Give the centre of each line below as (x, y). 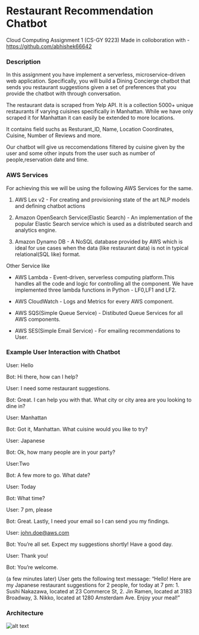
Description (23, 62)
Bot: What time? (26, 498)
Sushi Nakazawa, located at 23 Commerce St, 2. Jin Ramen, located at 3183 (99, 591)
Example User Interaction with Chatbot (63, 352)
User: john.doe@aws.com (38, 532)
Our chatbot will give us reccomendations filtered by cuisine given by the (96, 147)
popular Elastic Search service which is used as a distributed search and (104, 223)
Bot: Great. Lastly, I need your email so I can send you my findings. (88, 521)
